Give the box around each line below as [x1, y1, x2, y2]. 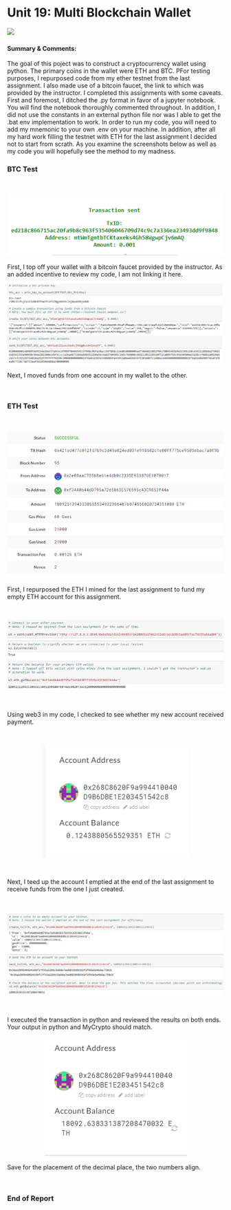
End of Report [7, 1193, 54, 1203]
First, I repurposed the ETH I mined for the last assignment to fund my [7, 585, 205, 593]
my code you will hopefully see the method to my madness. [7, 147, 176, 155]
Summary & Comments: [7, 44, 77, 52]
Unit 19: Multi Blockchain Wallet [7, 5, 191, 21]
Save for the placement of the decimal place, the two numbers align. [7, 1163, 201, 1171]
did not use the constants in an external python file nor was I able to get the [7, 111, 221, 119]
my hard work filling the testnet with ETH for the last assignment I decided [7, 133, 217, 141]
